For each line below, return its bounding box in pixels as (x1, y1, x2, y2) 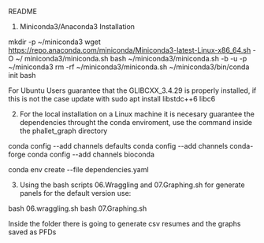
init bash (8, 71, 36, 79)
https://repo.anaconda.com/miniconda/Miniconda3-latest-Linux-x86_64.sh (8, 46, 251, 54)
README (8, 7, 38, 16)
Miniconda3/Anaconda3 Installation (19, 22, 136, 31)
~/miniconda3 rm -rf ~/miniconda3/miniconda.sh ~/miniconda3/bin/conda (8, 62, 250, 72)
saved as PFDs (8, 227, 57, 237)
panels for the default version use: (19, 189, 132, 197)
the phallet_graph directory (19, 126, 108, 135)
